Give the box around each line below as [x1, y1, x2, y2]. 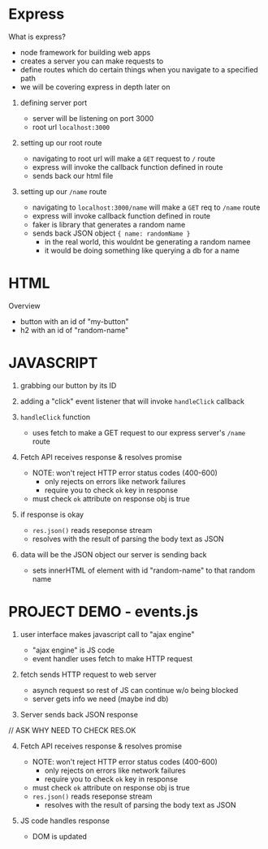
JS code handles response [19, 816, 110, 825]
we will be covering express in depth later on [19, 82, 171, 92]
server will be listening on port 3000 [32, 113, 154, 123]
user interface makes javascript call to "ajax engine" [19, 629, 195, 639]
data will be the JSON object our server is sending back [19, 549, 207, 559]
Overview [8, 301, 41, 310]
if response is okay [19, 509, 84, 519]
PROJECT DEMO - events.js [8, 603, 199, 621]
